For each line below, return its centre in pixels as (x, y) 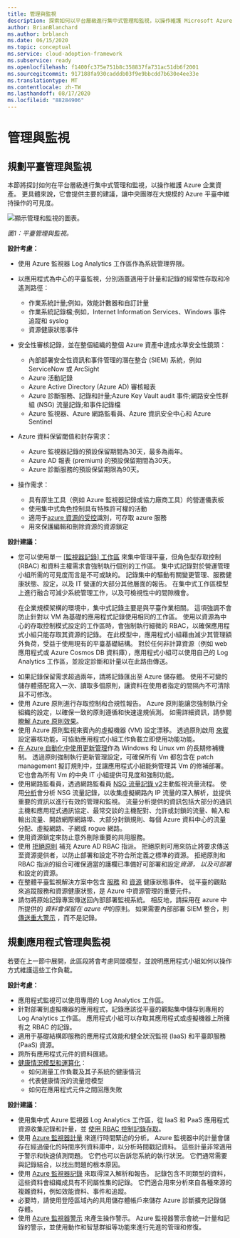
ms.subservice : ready (40, 61)
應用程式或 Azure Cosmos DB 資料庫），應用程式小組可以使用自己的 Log (123, 652)
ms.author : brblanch (38, 34)
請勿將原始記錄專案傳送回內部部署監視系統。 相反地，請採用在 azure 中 (122, 900)
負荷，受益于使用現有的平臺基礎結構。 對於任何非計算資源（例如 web (126, 643)
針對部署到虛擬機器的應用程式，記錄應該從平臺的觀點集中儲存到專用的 (121, 1009)
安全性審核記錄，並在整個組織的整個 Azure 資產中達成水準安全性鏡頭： (122, 345)
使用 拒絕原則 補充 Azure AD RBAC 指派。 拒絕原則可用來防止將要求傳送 (123, 846)
